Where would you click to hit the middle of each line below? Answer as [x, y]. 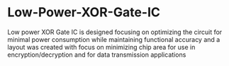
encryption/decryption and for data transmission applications [97, 55]
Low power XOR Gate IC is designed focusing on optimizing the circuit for [115, 32]
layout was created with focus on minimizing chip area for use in [101, 47]
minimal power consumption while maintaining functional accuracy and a [114, 39]
